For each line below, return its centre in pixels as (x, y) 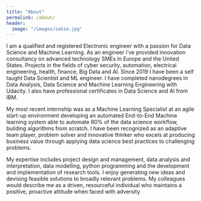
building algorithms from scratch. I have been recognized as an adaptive (97, 128)
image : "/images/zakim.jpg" (47, 29)
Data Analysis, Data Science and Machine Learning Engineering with (92, 85)
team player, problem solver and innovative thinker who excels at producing (100, 135)
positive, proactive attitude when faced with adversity (73, 192)
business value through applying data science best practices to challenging (100, 141)
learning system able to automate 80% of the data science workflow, (92, 122)
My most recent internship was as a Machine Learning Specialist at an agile (100, 109)
